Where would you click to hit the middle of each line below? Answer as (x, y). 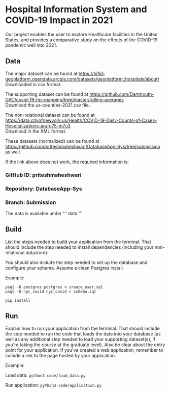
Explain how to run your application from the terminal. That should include (82, 328)
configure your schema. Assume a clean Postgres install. (65, 268)
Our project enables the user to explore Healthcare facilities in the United (82, 34)
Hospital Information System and (76, 9)
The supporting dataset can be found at (47, 94)
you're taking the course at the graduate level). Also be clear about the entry (85, 345)
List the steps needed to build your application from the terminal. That (78, 242)
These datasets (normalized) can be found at (53, 141)
